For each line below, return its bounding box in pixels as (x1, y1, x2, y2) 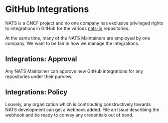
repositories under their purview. (5, 73, 73, 79)
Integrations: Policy (5, 88, 68, 96)
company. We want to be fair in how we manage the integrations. (5, 40, 139, 46)
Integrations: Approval (5, 55, 77, 63)
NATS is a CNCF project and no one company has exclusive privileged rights (5, 20, 163, 26)
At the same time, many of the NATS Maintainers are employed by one (5, 35, 150, 41)
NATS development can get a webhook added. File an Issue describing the (5, 106, 159, 112)
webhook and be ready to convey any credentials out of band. (5, 111, 134, 118)
